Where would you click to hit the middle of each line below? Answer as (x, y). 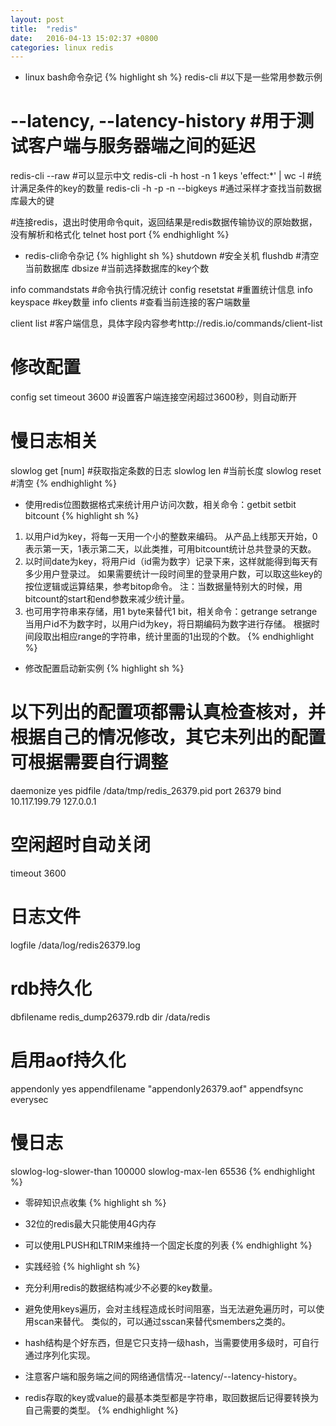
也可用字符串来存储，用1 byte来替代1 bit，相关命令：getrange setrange (171, 612)
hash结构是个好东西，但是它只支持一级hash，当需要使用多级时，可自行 (172, 1342)
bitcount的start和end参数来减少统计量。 (107, 599)
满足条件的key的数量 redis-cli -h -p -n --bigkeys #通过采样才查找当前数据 (170, 188)
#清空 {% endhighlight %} (63, 483)
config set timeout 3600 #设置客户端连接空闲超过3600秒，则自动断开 (154, 397)
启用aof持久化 (68, 1060)
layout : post (37, 19)
